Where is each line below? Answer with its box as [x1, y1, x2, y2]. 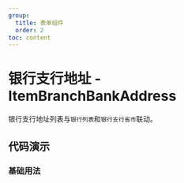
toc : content [8, 33, 51, 42]
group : [8, 11, 30, 20]
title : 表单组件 [15, 19, 65, 27]
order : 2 [15, 26, 44, 34]
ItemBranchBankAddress [8, 88, 177, 105]
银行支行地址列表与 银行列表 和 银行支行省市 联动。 [8, 114, 157, 124]
